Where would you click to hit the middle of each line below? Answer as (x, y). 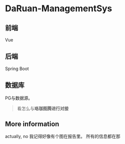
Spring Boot (17, 69)
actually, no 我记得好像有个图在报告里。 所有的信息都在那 (63, 136)
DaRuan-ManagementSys (59, 9)
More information (32, 124)
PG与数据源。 (19, 98)
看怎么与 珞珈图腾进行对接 (43, 108)
